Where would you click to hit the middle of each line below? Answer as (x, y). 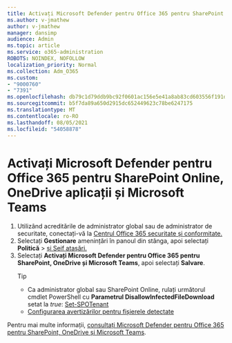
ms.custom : (23, 78)
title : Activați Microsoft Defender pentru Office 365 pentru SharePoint (116, 13)
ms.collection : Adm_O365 (43, 71)
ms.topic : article (33, 46)
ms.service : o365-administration (55, 52)
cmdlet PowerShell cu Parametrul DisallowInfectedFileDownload (121, 297)
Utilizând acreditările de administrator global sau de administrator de (115, 226)
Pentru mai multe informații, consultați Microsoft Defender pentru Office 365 (116, 325)
